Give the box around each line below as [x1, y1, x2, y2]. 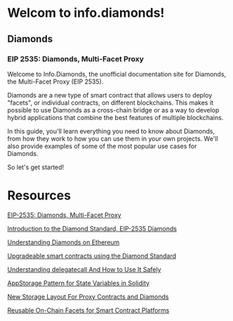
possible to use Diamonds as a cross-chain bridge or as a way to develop [7, 105, 220, 114]
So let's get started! [7, 163, 65, 171]
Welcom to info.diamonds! [7, 5, 165, 21]
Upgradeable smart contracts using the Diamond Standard [7, 251, 177, 260]
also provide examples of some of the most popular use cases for [7, 142, 197, 150]
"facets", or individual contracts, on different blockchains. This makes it [7, 98, 214, 107]
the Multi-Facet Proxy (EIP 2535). [7, 77, 104, 86]
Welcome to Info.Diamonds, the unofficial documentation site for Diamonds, [7, 70, 227, 78]
